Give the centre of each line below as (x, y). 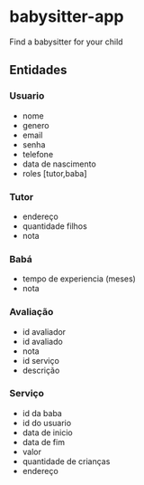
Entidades (38, 70)
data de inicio (48, 433)
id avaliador (44, 331)
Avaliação (31, 312)
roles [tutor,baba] (54, 173)
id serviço (41, 360)
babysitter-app (67, 17)
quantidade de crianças (66, 461)
